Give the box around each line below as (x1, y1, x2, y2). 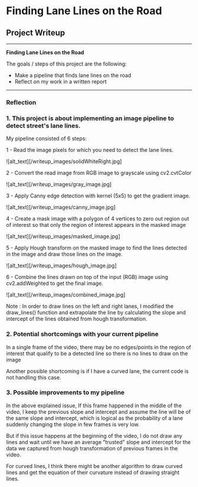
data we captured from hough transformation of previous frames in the (6, 444, 178, 452)
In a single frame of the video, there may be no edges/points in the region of (6, 343, 192, 350)
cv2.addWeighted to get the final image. (6, 280, 104, 287)
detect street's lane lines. (6, 121, 81, 129)
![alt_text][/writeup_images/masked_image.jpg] (6, 233, 121, 240)
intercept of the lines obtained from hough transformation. (6, 315, 147, 323)
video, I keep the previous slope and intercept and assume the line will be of (6, 408, 191, 415)
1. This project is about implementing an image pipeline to (6, 114, 174, 122)
